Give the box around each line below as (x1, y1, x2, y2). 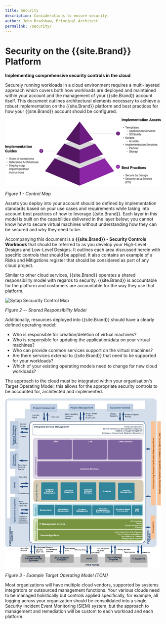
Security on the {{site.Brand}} (5, 46, 131, 57)
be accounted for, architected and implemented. (5, 388, 103, 394)
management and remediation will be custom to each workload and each (5, 608, 154, 614)
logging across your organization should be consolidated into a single (5, 598, 147, 604)
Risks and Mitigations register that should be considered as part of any (5, 257, 149, 263)
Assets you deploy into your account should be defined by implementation (5, 200, 157, 206)
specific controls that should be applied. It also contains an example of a (5, 252, 153, 258)
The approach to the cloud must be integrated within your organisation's (5, 378, 153, 384)
